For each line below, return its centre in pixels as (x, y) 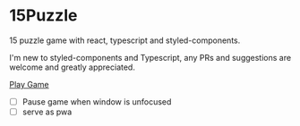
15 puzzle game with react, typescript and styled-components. (125, 40)
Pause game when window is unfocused (97, 101)
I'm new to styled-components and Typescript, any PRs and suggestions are (150, 57)
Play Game (29, 84)
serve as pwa (47, 112)
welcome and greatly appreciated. (73, 67)
